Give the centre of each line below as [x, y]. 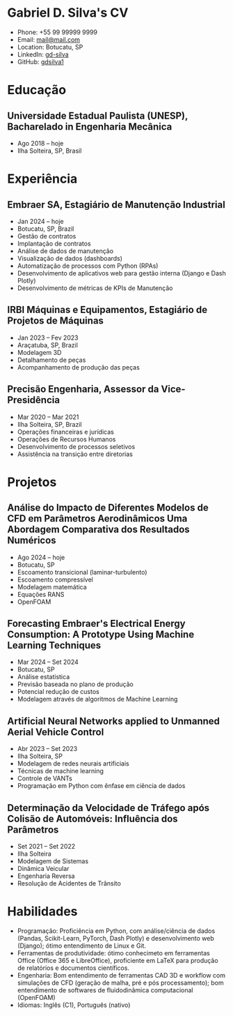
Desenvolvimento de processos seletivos [76, 446]
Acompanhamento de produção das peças [79, 367]
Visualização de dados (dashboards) [70, 258]
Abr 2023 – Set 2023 [47, 749]
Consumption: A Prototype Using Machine [101, 634]
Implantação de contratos [54, 243]
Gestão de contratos [47, 236]
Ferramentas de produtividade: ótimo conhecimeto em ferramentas [113, 953]
